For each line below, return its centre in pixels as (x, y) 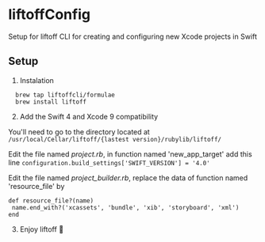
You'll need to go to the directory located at (79, 131)
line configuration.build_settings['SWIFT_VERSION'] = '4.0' (109, 162)
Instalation (36, 80)
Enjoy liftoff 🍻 (42, 229)
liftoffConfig (50, 15)
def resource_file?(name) (51, 200)
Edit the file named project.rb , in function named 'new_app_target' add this (130, 154)
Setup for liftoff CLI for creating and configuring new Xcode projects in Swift (133, 36)
